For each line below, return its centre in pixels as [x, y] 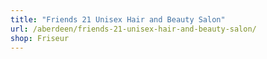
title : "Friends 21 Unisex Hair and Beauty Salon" [118, 19]
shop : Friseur [40, 38]
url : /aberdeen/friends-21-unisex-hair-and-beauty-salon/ [133, 29]
